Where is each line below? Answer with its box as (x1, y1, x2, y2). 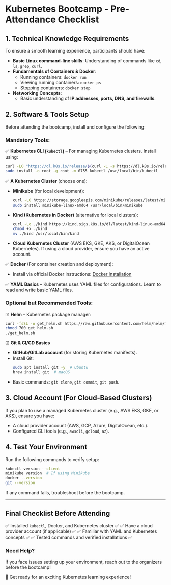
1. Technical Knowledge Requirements (5, 34, 129, 43)
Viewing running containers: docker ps (20, 80, 101, 85)
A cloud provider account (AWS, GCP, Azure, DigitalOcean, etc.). (12, 422, 149, 428)
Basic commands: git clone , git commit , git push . (12, 378, 120, 385)
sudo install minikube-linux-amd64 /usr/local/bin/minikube (12, 202, 143, 208)
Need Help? (5, 547, 35, 554)
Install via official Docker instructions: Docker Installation (12, 271, 132, 277)
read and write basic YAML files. (5, 287, 73, 293)
